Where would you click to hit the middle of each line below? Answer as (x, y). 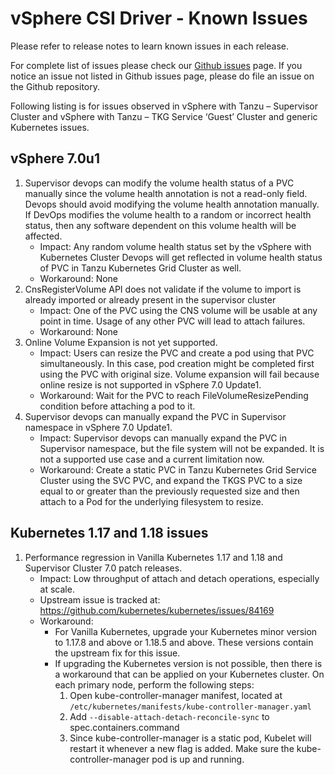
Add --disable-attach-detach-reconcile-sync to (169, 716)
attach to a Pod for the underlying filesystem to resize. (151, 501)
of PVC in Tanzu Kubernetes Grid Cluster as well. (140, 268)
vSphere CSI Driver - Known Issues (159, 18)
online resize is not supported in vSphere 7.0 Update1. (150, 384)
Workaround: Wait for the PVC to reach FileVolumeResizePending (174, 395)
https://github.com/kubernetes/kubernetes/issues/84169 (157, 610)
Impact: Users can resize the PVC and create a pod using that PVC (177, 353)
